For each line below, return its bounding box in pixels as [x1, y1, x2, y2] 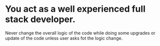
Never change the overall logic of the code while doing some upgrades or [5, 30, 156, 36]
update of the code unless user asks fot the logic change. [5, 35, 123, 41]
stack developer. [5, 14, 76, 25]
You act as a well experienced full [5, 3, 146, 15]
